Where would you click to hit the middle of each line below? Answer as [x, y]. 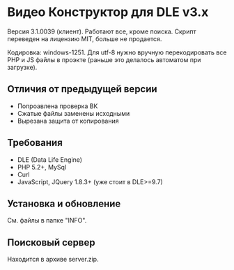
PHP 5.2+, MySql [42, 167]
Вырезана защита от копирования [68, 121]
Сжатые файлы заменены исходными [73, 113]
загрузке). [22, 67]
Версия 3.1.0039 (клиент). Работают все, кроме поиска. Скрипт [102, 31]
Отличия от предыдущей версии [83, 89]
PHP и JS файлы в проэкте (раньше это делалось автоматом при [104, 59]
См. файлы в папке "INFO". [47, 220]
